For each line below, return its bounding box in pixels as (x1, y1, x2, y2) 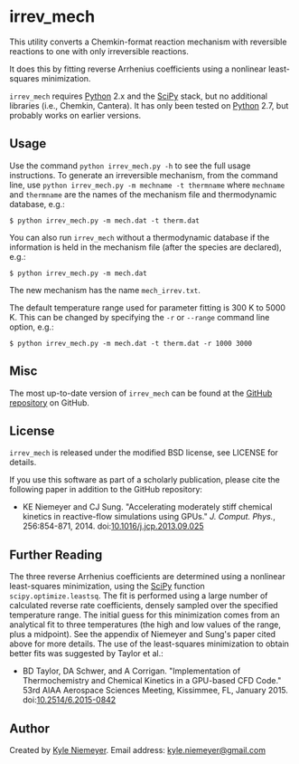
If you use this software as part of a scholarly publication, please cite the (9, 474, 280, 485)
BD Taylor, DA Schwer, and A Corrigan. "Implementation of (22, 665, 241, 676)
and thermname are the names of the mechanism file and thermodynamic (9, 188, 277, 200)
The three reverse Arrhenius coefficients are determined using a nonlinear (9, 571, 286, 582)
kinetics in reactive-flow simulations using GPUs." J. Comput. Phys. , (22, 511, 276, 522)
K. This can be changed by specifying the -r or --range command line (9, 311, 270, 322)
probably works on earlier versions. (9, 110, 142, 120)
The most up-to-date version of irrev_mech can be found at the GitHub (9, 387, 273, 398)
